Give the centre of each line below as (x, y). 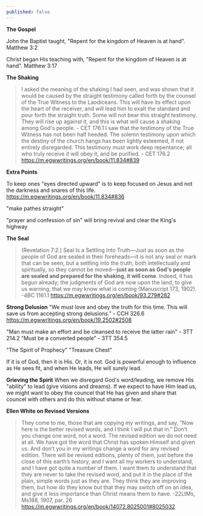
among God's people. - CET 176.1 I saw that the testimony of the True (107, 127)
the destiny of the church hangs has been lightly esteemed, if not (102, 141)
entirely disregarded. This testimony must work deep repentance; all (106, 147)
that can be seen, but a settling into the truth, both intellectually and (105, 263)
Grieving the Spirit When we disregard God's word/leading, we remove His (100, 379)
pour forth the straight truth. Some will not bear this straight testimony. (109, 115)
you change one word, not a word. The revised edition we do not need (109, 435)
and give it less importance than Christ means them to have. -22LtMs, (108, 494)
